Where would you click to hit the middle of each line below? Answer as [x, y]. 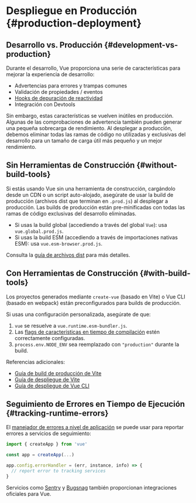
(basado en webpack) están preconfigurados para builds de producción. [94, 303]
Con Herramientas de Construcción [72, 273]
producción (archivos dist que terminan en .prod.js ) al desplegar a [87, 201]
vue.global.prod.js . [39, 231]
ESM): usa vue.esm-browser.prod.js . [59, 243]
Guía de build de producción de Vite [58, 373]
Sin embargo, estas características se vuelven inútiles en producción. [90, 116]
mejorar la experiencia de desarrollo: [50, 74]
